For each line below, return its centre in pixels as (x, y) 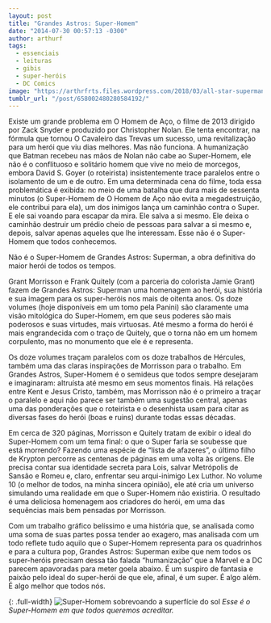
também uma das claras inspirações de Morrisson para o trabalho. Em (125, 366)
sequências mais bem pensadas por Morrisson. (88, 511)
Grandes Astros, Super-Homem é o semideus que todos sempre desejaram (133, 375)
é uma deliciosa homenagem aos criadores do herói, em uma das (117, 502)
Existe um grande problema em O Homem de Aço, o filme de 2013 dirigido (132, 121)
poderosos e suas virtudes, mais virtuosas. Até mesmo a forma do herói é (131, 325)
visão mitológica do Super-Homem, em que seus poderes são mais (120, 316)
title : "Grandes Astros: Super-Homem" (73, 23)
